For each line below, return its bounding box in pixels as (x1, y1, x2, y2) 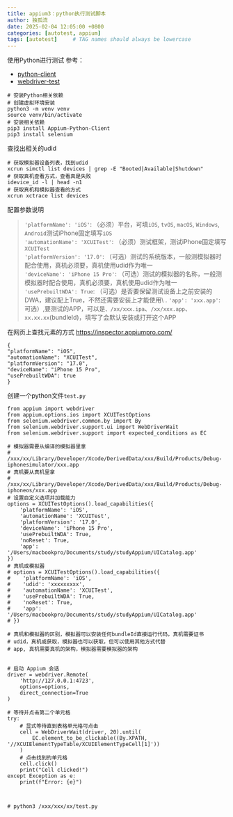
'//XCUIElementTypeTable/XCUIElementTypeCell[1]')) (7, 741, 160, 748)
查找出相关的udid (7, 144, 57, 153)
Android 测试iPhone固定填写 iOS (24, 229, 113, 237)
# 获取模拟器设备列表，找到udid (7, 159, 88, 167)
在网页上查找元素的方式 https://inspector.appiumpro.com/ (7, 328, 172, 337)
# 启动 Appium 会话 (7, 665, 60, 672)
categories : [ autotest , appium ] (7, 29, 101, 37)
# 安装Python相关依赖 (7, 92, 64, 99)
